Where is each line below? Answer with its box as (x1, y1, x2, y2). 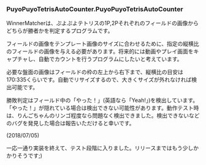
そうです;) (17, 152, 43, 159)
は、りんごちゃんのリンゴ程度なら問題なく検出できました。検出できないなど (6, 112, 200, 119)
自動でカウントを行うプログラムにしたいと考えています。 (38, 56, 183, 63)
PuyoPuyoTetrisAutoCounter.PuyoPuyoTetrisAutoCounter (6, 5, 183, 13)
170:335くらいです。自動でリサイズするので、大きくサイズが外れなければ (6, 76, 192, 84)
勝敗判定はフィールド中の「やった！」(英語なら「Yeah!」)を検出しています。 (6, 97, 199, 104)
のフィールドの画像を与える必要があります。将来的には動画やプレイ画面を (6, 48, 194, 55)
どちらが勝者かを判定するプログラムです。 (6, 27, 113, 35)
